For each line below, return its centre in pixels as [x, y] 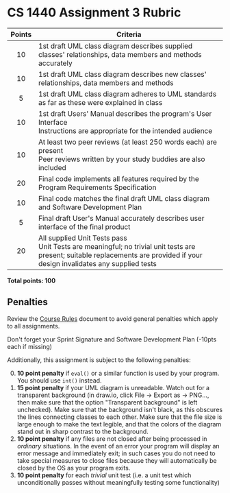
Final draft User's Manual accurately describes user [122, 218]
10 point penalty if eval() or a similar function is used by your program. [118, 373]
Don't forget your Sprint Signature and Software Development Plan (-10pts [112, 339]
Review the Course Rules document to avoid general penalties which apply [113, 318]
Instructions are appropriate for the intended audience [126, 130]
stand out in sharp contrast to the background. [82, 431]
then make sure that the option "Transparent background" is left [107, 402]
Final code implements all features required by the [119, 178]
